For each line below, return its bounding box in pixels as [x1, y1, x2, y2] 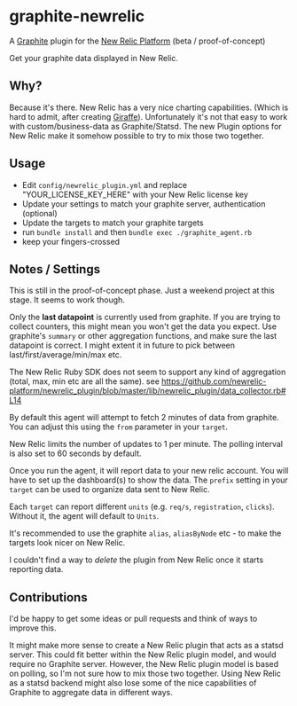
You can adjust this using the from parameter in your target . [9, 421, 229, 432]
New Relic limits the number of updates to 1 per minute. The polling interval [9, 439, 284, 450]
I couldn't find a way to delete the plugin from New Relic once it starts [9, 554, 264, 565]
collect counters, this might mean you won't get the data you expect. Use [9, 321, 277, 332]
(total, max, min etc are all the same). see [9, 376, 160, 387]
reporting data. [9, 564, 64, 575]
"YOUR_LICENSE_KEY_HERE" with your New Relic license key [21, 189, 248, 200]
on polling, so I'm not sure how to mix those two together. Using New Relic [9, 668, 281, 679]
